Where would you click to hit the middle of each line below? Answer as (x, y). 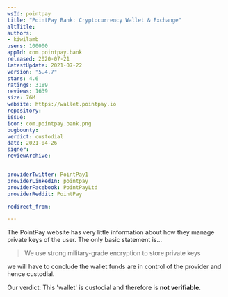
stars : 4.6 (23, 78)
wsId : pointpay (29, 14)
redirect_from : (29, 207)
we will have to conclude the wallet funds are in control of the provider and (114, 267)
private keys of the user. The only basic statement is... (84, 240)
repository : (24, 111)
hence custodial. (31, 274)
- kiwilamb (23, 40)
